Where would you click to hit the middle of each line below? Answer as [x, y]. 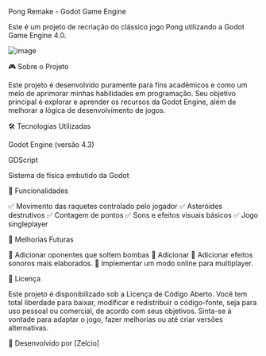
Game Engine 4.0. [37, 35]
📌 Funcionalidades [39, 191]
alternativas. [29, 328]
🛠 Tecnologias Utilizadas [50, 126]
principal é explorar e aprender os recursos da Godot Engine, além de [122, 102]
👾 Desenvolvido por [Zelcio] [54, 343]
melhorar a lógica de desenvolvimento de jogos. [87, 110]
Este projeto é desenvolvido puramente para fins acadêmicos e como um [128, 85]
